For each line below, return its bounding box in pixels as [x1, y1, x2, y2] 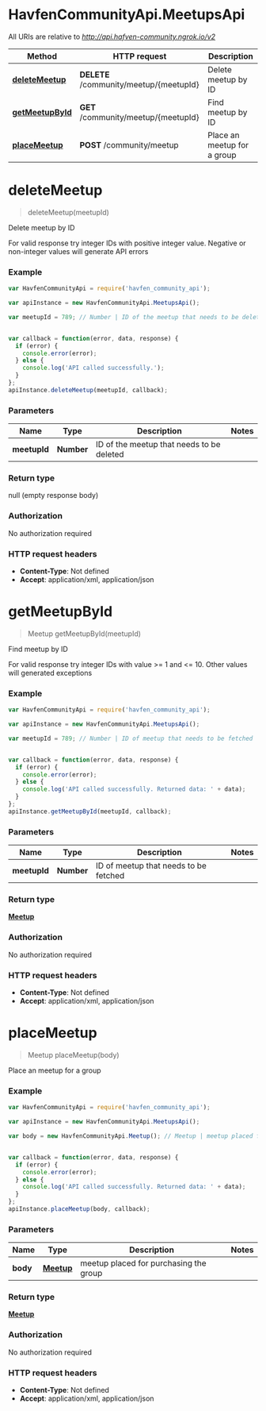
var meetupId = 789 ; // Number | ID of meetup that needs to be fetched [8, 734, 253, 742]
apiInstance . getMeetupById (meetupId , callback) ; [8, 808, 172, 815]
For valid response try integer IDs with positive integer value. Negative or [8, 238, 247, 248]
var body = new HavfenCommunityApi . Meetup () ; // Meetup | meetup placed [8, 1132, 253, 1140]
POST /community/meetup [79, 139, 180, 150]
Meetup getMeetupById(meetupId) [27, 629, 141, 638]
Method [27, 50, 58, 61]
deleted [96, 449, 124, 460]
